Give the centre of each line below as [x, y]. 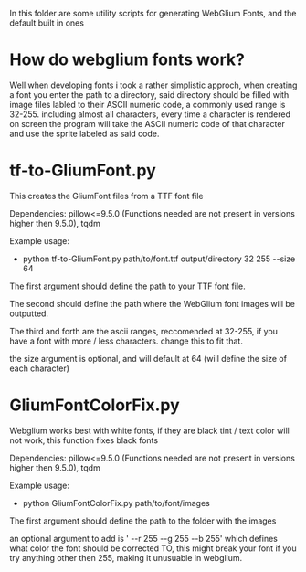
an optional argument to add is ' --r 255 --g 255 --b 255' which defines [144, 538]
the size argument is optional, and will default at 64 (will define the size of [148, 358]
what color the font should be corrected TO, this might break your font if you [153, 548]
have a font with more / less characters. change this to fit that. [127, 341]
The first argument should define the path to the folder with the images [143, 521]
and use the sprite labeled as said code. [84, 133]
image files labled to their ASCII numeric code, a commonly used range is [148, 104]
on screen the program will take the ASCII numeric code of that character [147, 123]
